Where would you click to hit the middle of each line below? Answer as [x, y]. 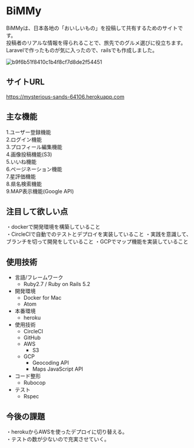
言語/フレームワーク [39, 277]
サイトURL [26, 82]
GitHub [32, 337]
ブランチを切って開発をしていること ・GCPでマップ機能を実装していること [97, 242]
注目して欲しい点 [37, 211]
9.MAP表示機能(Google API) [40, 191]
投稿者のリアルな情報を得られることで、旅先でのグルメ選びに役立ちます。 [96, 43]
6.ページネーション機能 [34, 169]
